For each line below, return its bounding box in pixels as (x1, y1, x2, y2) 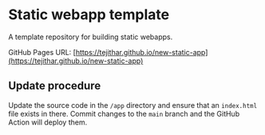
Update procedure (8, 79, 101, 93)
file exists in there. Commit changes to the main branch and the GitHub (8, 109, 240, 118)
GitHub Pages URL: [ (8, 47, 76, 57)
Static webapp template (8, 6, 170, 24)
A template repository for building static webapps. (8, 32, 173, 42)
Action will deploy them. (8, 117, 88, 127)
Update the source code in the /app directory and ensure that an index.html (8, 100, 258, 109)
